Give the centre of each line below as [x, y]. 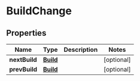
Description [81, 50]
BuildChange [39, 11]
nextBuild [23, 60]
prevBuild [23, 69]
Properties [26, 33]
